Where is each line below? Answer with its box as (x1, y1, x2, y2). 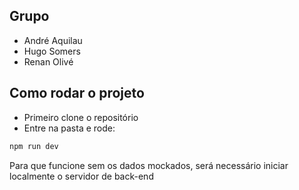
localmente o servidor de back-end (9, 170, 154, 182)
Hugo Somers (23, 45, 81, 57)
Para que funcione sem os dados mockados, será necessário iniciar (9, 159, 289, 171)
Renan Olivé (23, 55, 74, 68)
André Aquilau (23, 34, 83, 46)
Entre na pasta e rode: (23, 122, 116, 134)
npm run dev (9, 141, 59, 151)
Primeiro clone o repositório (23, 111, 139, 123)
